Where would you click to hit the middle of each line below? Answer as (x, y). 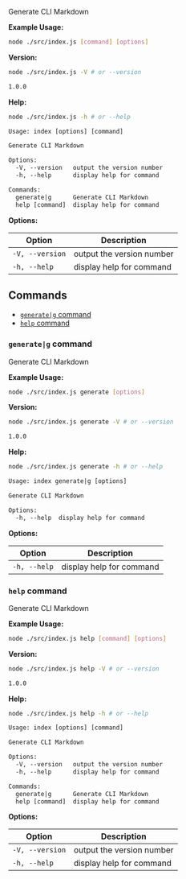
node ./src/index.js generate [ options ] (77, 392)
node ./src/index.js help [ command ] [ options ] (87, 638)
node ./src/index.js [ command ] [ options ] (79, 42)
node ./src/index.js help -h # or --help (79, 713)
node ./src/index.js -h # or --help (69, 117)
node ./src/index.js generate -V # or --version (91, 422)
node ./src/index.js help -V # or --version (84, 669)
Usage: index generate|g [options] (68, 481)
